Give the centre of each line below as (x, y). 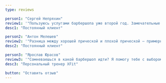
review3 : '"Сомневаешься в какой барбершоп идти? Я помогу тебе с (75, 59)
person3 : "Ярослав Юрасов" (33, 55)
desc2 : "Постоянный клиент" (34, 46)
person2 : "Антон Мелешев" (32, 37)
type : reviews (20, 10)
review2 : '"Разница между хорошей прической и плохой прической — (75, 41)
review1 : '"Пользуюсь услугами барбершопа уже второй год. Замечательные (83, 23)
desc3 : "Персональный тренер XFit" (42, 64)
